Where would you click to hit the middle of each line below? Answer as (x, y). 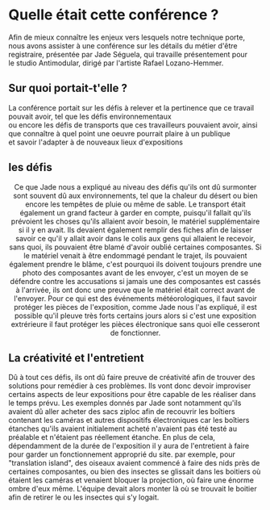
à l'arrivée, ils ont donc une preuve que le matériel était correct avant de (135, 290)
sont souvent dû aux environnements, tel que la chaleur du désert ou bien (135, 195)
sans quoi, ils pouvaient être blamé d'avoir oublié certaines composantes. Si (135, 247)
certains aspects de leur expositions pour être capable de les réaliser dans (132, 395)
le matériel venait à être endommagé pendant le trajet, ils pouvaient (135, 255)
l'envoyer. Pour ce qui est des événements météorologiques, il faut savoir (135, 298)
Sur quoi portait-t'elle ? (68, 88)
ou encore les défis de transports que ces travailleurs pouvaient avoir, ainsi (133, 125)
